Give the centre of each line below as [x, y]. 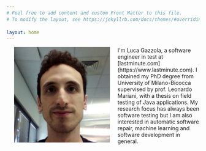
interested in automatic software [158, 122]
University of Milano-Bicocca [154, 83]
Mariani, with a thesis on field [154, 96]
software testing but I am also [155, 116]
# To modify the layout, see [44, 19]
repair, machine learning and [154, 128]
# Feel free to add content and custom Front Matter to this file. [94, 13]
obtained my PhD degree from [156, 76]
